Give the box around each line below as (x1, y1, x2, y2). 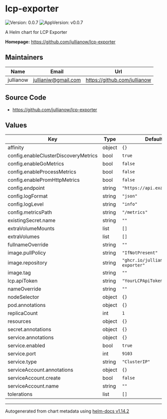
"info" (122, 201, 138, 207)
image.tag (7, 270, 31, 277)
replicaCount (7, 310, 38, 317)
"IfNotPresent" (122, 250, 158, 256)
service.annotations (7, 334, 54, 341)
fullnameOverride (7, 241, 49, 248)
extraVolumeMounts (7, 225, 55, 232)
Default (145, 136, 163, 142)
